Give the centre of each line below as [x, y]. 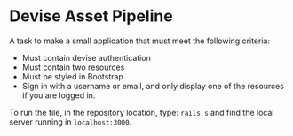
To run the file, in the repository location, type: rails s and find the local [142, 112]
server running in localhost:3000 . [71, 122]
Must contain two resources [73, 67]
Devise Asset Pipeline [91, 16]
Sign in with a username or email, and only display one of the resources [153, 86]
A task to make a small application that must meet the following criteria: [140, 41]
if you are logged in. [59, 95]
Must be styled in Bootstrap [73, 76]
